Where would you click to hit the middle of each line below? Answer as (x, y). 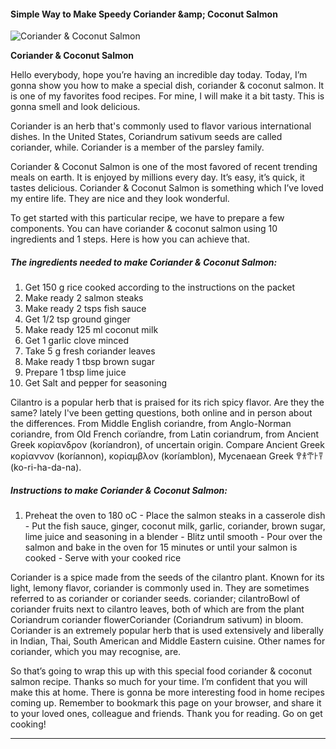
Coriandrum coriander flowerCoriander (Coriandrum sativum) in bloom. (157, 620)
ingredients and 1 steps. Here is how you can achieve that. (130, 239)
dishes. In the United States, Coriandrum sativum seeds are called (146, 137)
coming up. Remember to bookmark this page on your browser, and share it (166, 703)
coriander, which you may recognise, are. (96, 652)
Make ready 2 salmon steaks (84, 298)
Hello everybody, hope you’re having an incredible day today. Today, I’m (159, 75)
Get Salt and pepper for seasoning (95, 383)
